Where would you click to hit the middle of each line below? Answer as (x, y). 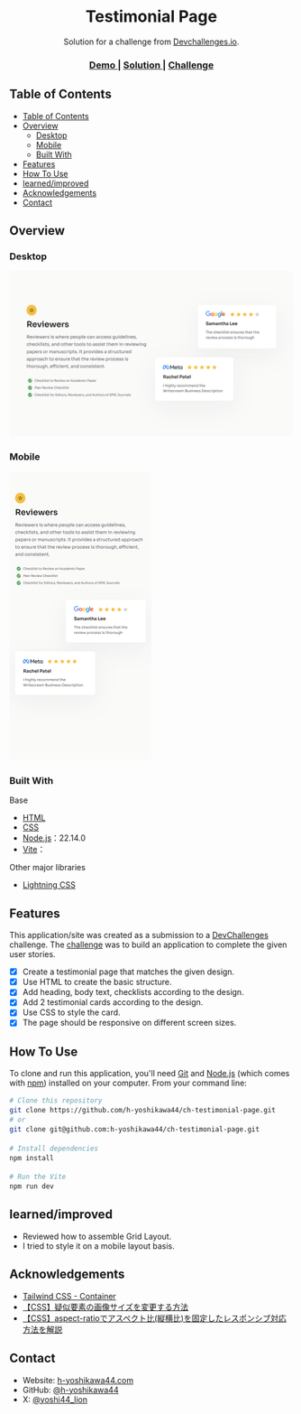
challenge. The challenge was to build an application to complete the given (148, 944)
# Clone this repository (56, 1101)
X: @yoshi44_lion (55, 1399)
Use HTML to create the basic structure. (97, 982)
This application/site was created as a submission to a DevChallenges (139, 935)
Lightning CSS (49, 885)
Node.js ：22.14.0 (54, 838)
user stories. (32, 954)
